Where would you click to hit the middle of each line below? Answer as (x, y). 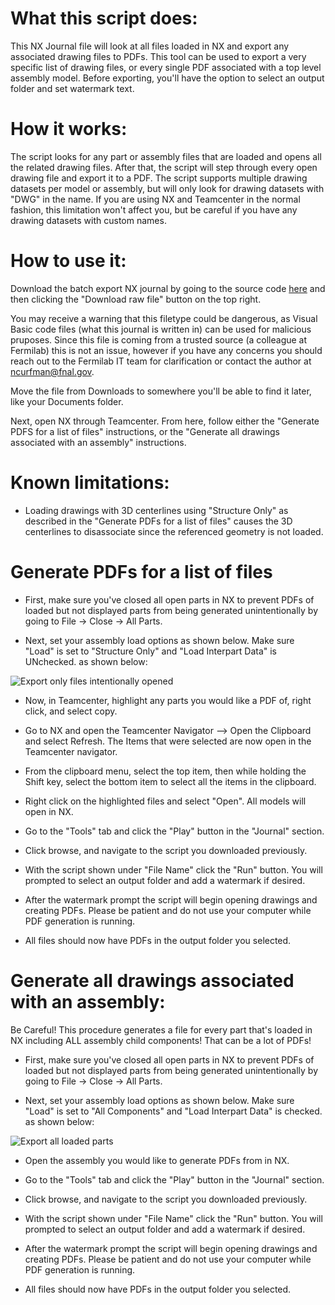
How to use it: (68, 261)
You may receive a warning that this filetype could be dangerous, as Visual (164, 318)
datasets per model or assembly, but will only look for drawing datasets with (167, 188)
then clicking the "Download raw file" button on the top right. (136, 299)
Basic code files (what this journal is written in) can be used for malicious (161, 329)
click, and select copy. (71, 711)
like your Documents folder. (67, 401)
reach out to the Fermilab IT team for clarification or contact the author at (161, 361)
